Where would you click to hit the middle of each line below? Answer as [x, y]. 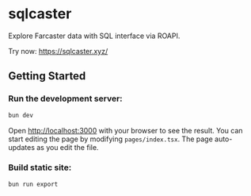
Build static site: [40, 167]
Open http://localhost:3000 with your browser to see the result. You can [125, 130]
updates [22, 147]
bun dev [21, 115]
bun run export [33, 184]
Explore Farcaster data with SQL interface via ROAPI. [94, 36]
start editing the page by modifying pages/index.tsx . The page [111, 139]
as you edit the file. [68, 147]
